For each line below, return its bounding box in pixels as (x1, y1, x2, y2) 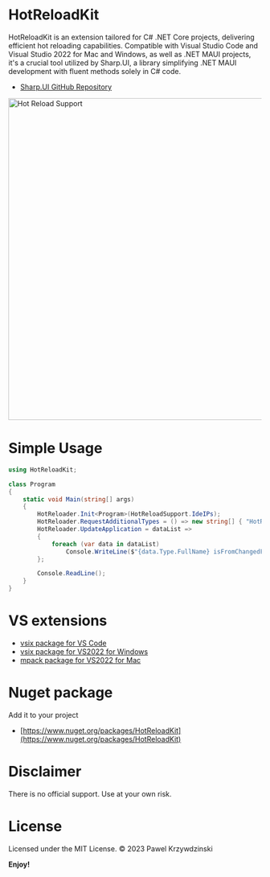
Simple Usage (8, 439, 103, 458)
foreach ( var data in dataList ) (51, 540, 160, 548)
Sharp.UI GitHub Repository (19, 82, 112, 92)
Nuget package (8, 684, 113, 702)
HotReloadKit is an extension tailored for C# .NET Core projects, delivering (8, 32, 255, 42)
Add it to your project (8, 710, 79, 719)
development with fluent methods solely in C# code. (8, 66, 182, 76)
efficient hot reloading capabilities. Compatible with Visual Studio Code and (8, 40, 259, 50)
